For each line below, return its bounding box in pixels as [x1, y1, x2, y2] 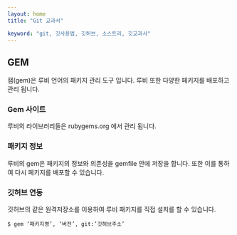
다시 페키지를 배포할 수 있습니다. [14, 168, 105, 177]
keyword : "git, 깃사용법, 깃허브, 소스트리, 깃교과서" [7, 30, 151, 37]
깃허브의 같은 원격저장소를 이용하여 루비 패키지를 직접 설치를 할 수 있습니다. [7, 205, 216, 214]
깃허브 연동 [7, 187, 43, 197]
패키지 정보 [7, 142, 43, 152]
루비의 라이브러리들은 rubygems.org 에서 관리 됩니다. [7, 122, 157, 130]
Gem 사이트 [7, 105, 46, 115]
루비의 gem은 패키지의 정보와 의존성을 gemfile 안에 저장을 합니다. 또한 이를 [7, 159, 217, 167]
